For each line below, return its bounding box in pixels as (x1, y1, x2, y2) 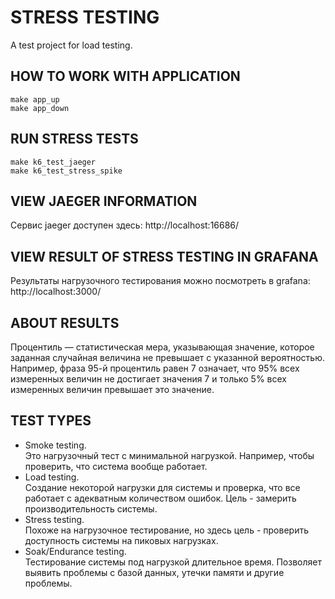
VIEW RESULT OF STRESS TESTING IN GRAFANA (10, 248, 319, 265)
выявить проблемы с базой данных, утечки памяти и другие (24, 566, 285, 578)
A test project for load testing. (10, 39, 133, 51)
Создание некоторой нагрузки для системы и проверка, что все (24, 481, 301, 493)
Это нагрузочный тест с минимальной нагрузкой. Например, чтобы (24, 449, 315, 461)
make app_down (10, 103, 70, 113)
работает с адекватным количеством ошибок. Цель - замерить (24, 492, 297, 504)
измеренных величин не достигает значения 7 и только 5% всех (10, 373, 287, 385)
